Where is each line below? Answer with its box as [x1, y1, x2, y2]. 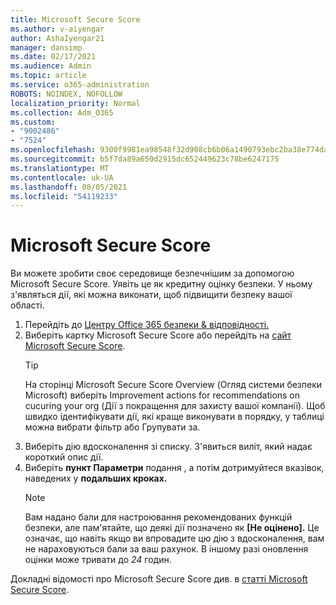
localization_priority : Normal [10, 98, 141, 108]
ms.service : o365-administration [10, 80, 150, 90]
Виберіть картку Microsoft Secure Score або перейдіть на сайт [24, 329, 292, 341]
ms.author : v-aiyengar [10, 24, 105, 34]
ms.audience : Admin [10, 61, 92, 71]
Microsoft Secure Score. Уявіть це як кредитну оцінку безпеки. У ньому [10, 278, 313, 290]
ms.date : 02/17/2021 [10, 52, 97, 62]
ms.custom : [10, 117, 56, 127]
